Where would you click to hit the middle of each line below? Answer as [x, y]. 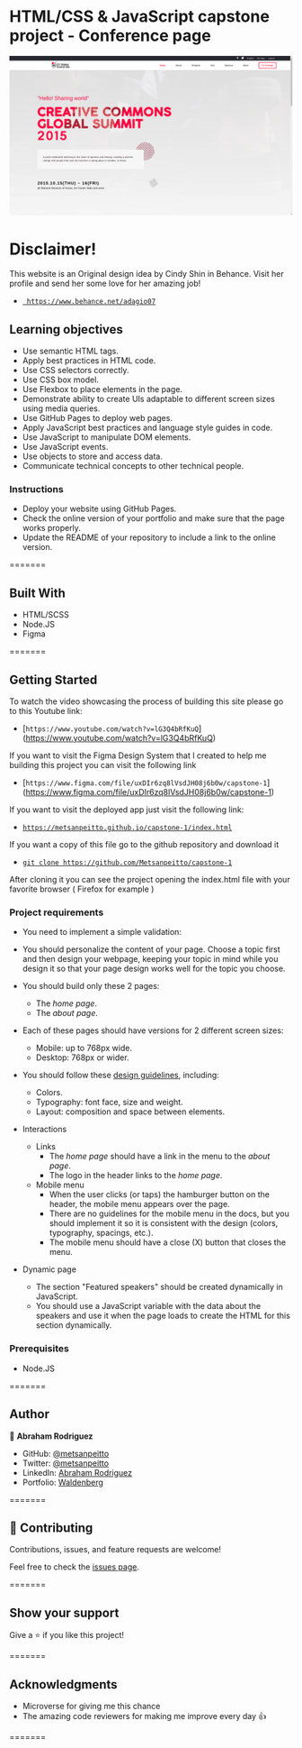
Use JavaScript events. [65, 447]
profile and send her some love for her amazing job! [105, 284]
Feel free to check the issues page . [74, 1567]
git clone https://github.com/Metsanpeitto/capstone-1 [127, 863]
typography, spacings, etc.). [102, 1233]
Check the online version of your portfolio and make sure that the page [153, 518]
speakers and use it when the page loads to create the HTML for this [163, 1316]
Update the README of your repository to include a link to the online [149, 537]
